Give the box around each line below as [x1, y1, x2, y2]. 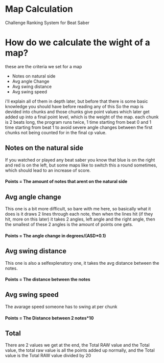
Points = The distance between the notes [5, 277, 91, 282]
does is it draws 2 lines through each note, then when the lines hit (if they [5, 211, 153, 217]
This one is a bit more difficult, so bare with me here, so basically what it [5, 206, 151, 212]
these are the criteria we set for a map [5, 63, 82, 69]
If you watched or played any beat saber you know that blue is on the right [5, 157, 155, 163]
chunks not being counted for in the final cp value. [5, 129, 107, 136]
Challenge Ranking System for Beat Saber [5, 20, 90, 26]
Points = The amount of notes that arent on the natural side [5, 178, 128, 185]
